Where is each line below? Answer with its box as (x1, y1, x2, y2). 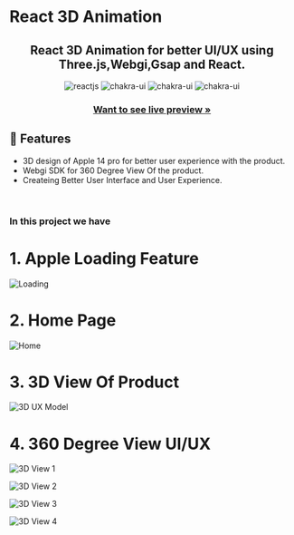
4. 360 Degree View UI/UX (9, 433, 211, 454)
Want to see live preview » (92, 102, 212, 115)
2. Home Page (9, 310, 117, 330)
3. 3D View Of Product (9, 372, 179, 392)
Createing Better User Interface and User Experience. (22, 174, 223, 185)
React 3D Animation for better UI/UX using (30, 43, 274, 58)
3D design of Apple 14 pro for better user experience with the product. (22, 155, 286, 166)
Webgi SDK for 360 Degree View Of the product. (22, 165, 204, 176)
